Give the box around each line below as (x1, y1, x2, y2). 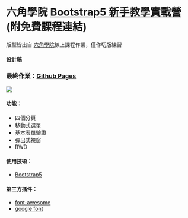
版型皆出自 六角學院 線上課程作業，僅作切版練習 (6, 41, 122, 48)
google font (14, 206, 43, 213)
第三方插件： (6, 185, 37, 192)
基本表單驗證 (14, 129, 46, 137)
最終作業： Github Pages (6, 72, 77, 80)
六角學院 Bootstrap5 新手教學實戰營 (6, 5, 182, 19)
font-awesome (14, 199, 51, 206)
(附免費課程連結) (6, 20, 87, 34)
